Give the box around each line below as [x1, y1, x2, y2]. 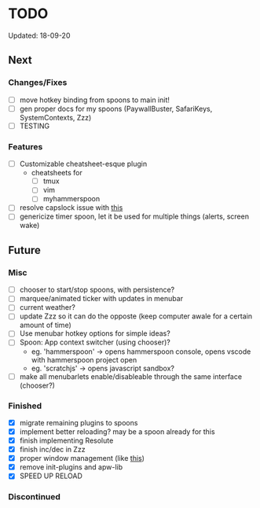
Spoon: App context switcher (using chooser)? [19, 337, 170, 347]
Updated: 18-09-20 [8, 31, 71, 40]
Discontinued [8, 491, 61, 502]
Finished [8, 400, 42, 411]
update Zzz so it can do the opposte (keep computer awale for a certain [19, 311, 253, 321]
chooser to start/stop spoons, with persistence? [19, 285, 175, 295]
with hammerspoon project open [31, 355, 137, 364]
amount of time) [19, 320, 72, 330]
